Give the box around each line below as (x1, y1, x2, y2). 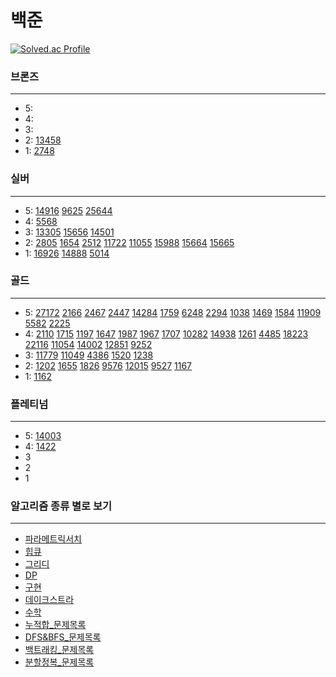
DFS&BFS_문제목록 (24, 631, 102, 643)
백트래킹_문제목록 (24, 644, 95, 656)
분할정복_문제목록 (24, 656, 95, 668)
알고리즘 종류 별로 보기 (10, 499, 113, 513)
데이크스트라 (24, 594, 75, 606)
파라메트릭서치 (24, 533, 82, 545)
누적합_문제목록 (24, 619, 87, 631)
